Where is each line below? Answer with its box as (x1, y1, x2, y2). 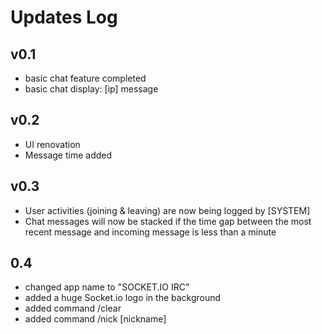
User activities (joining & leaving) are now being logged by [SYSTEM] (24, 204, 311, 216)
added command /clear (24, 302, 122, 315)
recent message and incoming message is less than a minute (24, 226, 277, 238)
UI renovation (24, 138, 81, 150)
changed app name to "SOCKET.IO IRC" (24, 281, 190, 293)
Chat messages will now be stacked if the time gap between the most (24, 215, 312, 227)
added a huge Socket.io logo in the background (24, 292, 222, 304)
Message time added (24, 149, 113, 161)
